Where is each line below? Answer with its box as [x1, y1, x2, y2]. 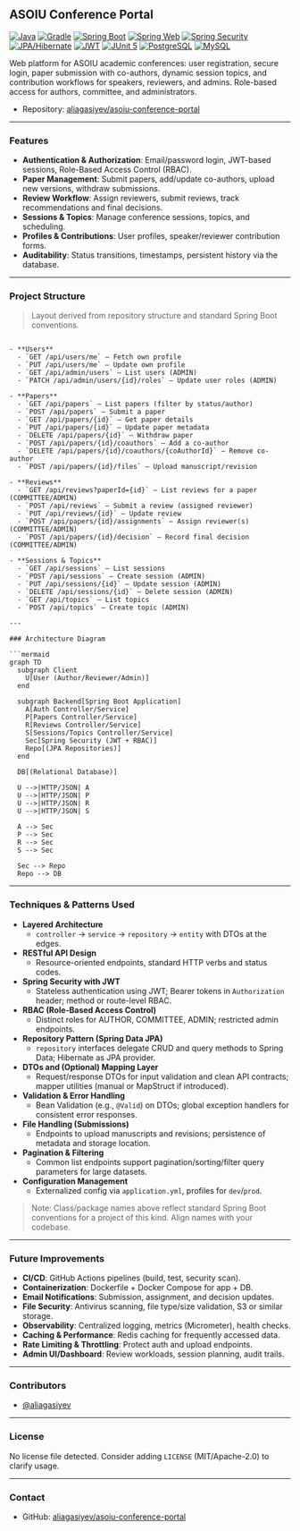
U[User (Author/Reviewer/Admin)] [25, 674, 150, 683]
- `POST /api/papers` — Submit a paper [17, 407, 166, 417]
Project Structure [9, 290, 86, 302]
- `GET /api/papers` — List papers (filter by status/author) [17, 400, 254, 409]
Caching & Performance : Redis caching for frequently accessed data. [21, 1330, 280, 1340]
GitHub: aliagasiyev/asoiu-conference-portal [21, 1511, 187, 1522]
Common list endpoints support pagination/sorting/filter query [35, 1156, 265, 1167]
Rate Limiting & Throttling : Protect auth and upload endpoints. [21, 1340, 253, 1349]
